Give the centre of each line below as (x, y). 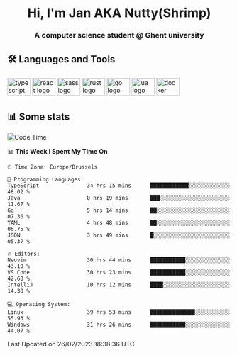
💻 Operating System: (39, 305)
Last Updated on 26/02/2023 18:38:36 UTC (71, 344)
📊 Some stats (39, 117)
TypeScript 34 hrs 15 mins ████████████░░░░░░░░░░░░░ (119, 186)
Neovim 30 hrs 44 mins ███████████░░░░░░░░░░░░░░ (119, 260)
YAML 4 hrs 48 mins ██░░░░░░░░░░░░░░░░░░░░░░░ (119, 223)
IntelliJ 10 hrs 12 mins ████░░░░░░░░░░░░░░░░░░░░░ (119, 285)
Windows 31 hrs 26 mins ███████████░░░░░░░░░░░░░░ (119, 325)
